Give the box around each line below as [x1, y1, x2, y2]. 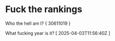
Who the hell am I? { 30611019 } [5, 20, 71, 26]
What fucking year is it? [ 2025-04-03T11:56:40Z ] [5, 30, 110, 36]
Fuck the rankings [5, 4, 83, 15]
